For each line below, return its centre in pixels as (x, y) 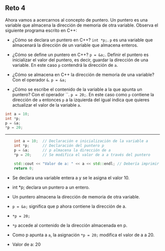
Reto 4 (15, 8)
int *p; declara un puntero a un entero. (51, 187)
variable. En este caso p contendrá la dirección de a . (65, 65)
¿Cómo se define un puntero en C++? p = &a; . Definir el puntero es (80, 55)
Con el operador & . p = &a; (39, 80)
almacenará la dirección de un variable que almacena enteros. (75, 45)
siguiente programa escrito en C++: (41, 30)
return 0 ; (24, 168)
